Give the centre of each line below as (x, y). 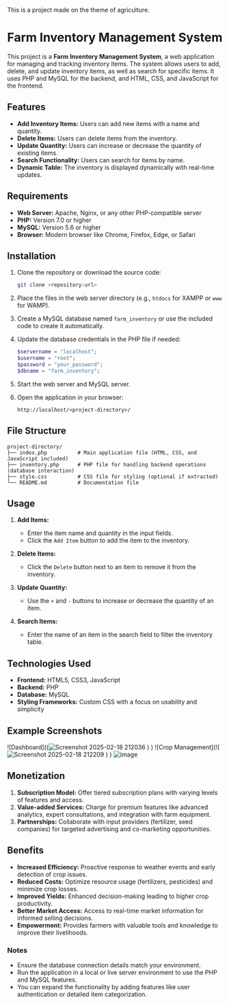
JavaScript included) (38, 458)
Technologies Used (49, 663)
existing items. (37, 153)
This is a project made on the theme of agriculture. (79, 10)
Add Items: (33, 520)
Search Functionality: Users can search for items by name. (101, 160)
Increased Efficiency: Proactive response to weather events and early (116, 867)
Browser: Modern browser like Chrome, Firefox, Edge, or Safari (106, 234)
